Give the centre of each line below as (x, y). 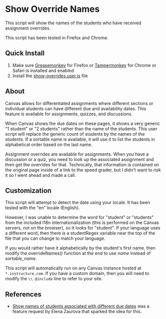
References (23, 294)
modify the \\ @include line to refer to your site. (54, 279)
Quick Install (25, 53)
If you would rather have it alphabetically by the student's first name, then (81, 248)
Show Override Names (53, 9)
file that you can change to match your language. (55, 238)
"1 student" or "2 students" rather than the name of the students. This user (81, 129)
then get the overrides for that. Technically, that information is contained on (82, 164)
